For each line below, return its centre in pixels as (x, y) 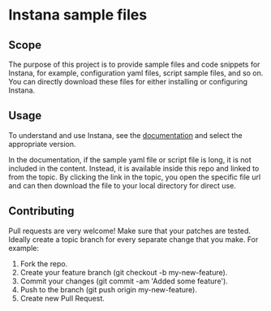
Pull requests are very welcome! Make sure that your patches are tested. (130, 231)
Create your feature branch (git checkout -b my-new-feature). (124, 272)
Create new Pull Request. (62, 298)
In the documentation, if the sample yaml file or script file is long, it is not (130, 159)
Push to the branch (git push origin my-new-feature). (108, 289)
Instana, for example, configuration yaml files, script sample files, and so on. (136, 73)
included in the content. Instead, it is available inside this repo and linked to (134, 168)
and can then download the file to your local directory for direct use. (123, 185)
